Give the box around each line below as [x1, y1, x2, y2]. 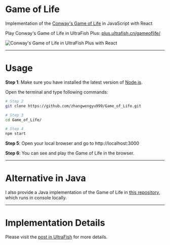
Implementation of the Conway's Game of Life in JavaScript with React [5, 20, 153, 26]
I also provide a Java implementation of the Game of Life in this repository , [5, 189, 160, 195]
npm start [5, 131, 26, 136]
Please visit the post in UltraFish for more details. [5, 234, 108, 240]
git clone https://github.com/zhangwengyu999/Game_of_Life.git [5, 103, 142, 108]
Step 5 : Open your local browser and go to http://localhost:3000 [5, 140, 139, 146]
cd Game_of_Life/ [5, 117, 42, 123]
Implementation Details [5, 217, 105, 229]
